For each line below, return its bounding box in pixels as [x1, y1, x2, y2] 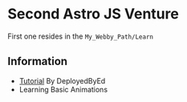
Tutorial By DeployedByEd [18, 75, 106, 85]
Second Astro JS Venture [7, 5, 180, 23]
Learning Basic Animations [18, 84, 108, 94]
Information [7, 55, 68, 68]
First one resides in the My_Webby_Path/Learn [7, 31, 154, 41]
